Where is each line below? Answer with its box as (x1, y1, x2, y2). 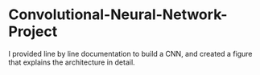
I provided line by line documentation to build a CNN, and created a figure (8, 49, 253, 58)
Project (8, 22, 58, 41)
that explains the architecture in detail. (8, 57, 135, 67)
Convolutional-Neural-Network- (8, 6, 228, 24)
